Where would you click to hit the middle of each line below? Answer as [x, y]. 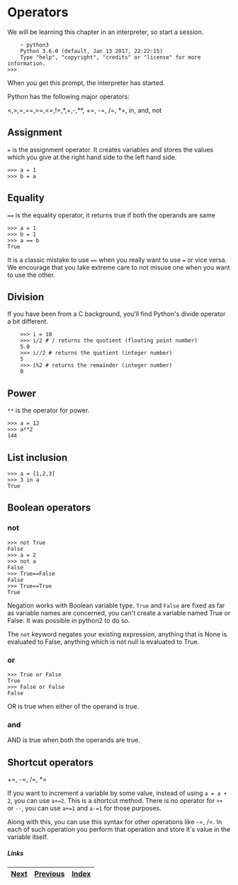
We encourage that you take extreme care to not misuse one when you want [119, 267]
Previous [50, 874]
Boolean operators [49, 508]
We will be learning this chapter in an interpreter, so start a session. [106, 32]
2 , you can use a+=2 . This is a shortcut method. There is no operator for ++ [115, 801]
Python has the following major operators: [68, 96]
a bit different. [28, 321]
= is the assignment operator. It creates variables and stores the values [110, 149]
